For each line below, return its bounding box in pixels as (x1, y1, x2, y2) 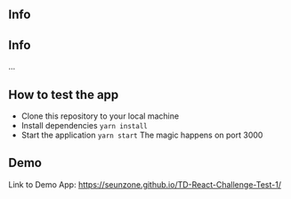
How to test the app (8, 87, 119, 102)
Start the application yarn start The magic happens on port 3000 (20, 129, 263, 141)
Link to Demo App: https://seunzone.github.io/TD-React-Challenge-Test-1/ (8, 178, 282, 190)
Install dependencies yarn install (20, 120, 148, 131)
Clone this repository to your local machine (20, 111, 180, 121)
